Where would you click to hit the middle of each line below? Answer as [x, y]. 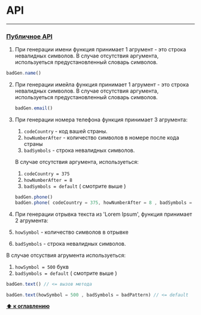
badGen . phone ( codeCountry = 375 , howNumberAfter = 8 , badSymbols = [103, 203]
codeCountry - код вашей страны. [66, 131]
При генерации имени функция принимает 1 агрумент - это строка [100, 50]
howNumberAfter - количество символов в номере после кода [101, 137]
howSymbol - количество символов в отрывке [71, 232]
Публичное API [29, 36]
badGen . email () [34, 108]
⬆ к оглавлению [28, 306]
